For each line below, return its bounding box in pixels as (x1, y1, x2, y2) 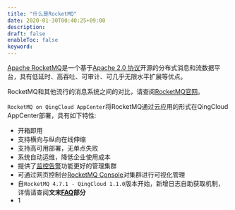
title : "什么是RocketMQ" (7, 10, 78, 18)
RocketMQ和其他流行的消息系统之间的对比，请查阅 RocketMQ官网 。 (7, 88, 205, 95)
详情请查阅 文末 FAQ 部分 (17, 188, 86, 197)
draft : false (7, 30, 46, 37)
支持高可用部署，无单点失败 (17, 144, 99, 152)
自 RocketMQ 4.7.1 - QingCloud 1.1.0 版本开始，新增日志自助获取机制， (17, 180, 224, 187)
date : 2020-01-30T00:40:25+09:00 (7, 17, 106, 24)
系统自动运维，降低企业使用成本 (17, 153, 111, 161)
